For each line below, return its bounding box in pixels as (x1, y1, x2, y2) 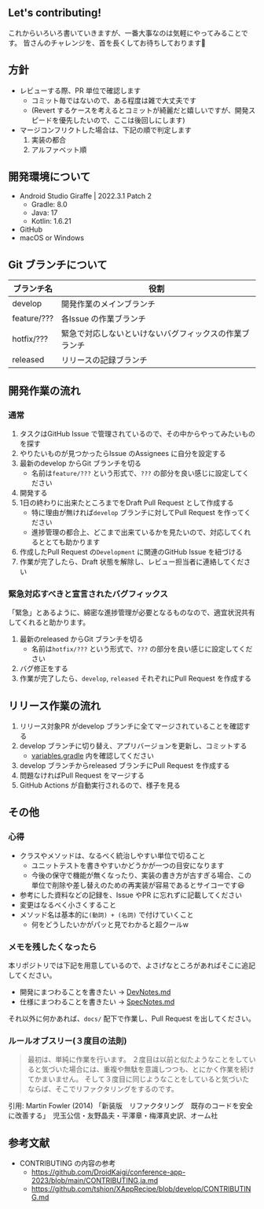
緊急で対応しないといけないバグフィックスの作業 (61, 328, 242, 339)
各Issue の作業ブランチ (61, 313, 147, 325)
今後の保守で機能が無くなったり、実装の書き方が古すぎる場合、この (31, 870, 252, 880)
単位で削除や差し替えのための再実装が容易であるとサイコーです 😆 (31, 880, 245, 889)
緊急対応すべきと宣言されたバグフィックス (8, 588, 169, 599)
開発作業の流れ (8, 384, 81, 397)
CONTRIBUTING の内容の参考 (19, 1159, 116, 1168)
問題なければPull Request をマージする (19, 771, 145, 781)
